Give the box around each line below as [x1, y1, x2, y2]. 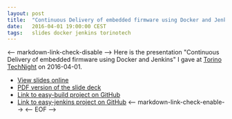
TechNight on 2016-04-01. [7, 63, 83, 71]
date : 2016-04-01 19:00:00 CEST [7, 23, 107, 30]
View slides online [17, 76, 69, 85]
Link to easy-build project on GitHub [17, 91, 121, 99]
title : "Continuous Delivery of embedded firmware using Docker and [7, 17, 212, 23]
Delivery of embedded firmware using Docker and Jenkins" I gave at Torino [7, 56, 222, 64]
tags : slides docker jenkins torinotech [7, 29, 131, 36]
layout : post [7, 10, 45, 17]
